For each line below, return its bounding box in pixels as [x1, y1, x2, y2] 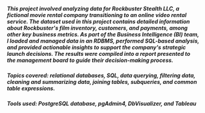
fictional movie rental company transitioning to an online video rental [7, 11, 187, 18]
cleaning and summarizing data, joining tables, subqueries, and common [7, 78, 197, 85]
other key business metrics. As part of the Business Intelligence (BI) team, [7, 30, 200, 38]
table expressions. [7, 84, 56, 92]
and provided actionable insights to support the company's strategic [7, 43, 186, 51]
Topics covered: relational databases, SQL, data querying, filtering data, [7, 72, 196, 79]
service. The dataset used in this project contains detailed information [7, 18, 190, 25]
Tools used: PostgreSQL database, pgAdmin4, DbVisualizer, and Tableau [7, 100, 197, 108]
